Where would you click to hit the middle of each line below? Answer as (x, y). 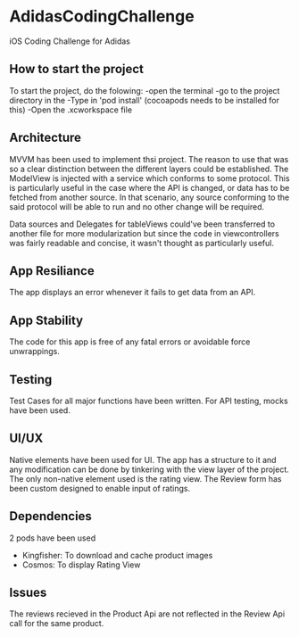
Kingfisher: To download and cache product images (117, 555)
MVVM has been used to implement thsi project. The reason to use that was (149, 159)
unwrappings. (34, 352)
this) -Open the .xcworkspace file (71, 110)
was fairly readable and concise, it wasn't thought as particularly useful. (142, 243)
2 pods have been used (53, 538)
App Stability (46, 320)
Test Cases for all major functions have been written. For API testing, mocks (149, 401)
